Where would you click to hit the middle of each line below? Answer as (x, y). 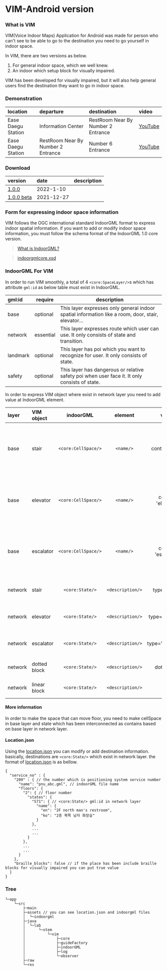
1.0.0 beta (20, 197)
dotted (39, 664)
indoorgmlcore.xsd (37, 258)
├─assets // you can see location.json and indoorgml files (86, 913)
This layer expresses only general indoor (108, 308)
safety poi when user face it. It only (101, 376)
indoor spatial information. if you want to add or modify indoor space (76, 228)
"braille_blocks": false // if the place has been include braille (85, 864)
